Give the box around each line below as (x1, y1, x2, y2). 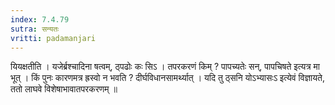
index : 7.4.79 (10, 14, 70, 25)
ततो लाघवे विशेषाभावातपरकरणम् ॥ (10, 83, 118, 95)
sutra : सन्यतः (10, 24, 60, 34)
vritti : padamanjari (10, 33, 97, 43)
